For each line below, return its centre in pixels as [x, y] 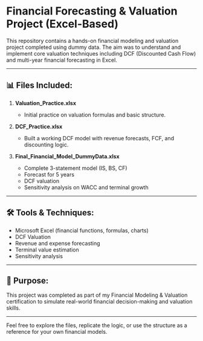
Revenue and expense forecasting [58, 243]
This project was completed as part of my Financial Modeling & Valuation [97, 295]
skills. [13, 308]
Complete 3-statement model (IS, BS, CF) [76, 168]
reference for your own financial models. [57, 332]
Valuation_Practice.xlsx [46, 103]
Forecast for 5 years [49, 174]
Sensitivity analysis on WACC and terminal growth [86, 187]
